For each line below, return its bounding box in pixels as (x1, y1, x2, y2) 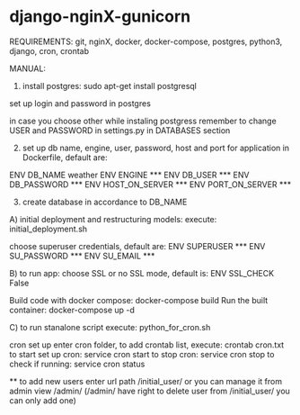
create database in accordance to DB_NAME (22, 196, 188, 207)
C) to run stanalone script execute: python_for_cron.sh (9, 321, 211, 332)
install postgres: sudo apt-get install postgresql (22, 80, 198, 91)
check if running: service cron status (9, 358, 146, 369)
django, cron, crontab (9, 45, 90, 56)
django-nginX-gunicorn (9, 6, 191, 27)
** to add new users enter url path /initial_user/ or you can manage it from (9, 375, 283, 386)
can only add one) (9, 394, 76, 406)
